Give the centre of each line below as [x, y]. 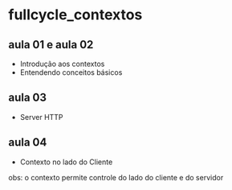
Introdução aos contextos [62, 64]
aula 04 [28, 142]
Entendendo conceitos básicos [71, 72]
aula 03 [27, 98]
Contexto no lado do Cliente [66, 162]
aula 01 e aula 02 [51, 45]
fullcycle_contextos [75, 15]
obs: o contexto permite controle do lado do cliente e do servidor [116, 177]
